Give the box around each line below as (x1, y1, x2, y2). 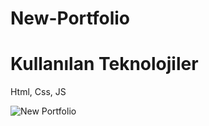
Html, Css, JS (10, 86, 67, 98)
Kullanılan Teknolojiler (10, 53, 199, 76)
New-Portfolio (10, 7, 130, 30)
